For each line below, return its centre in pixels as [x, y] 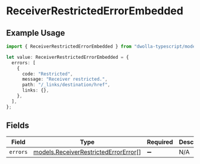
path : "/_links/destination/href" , [66, 85]
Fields [18, 126]
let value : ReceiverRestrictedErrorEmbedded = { [68, 57]
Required [160, 142]
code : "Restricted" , [47, 74]
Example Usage [36, 33]
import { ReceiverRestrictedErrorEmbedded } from [69, 46]
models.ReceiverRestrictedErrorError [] [87, 152]
